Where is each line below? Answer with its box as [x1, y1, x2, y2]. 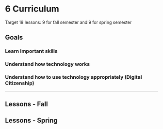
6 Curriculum [5, 3, 60, 14]
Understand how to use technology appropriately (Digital [5, 74, 142, 81]
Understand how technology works [5, 61, 90, 68]
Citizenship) [5, 80, 34, 86]
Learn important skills [5, 48, 58, 55]
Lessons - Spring [5, 116, 58, 125]
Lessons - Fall [5, 100, 48, 108]
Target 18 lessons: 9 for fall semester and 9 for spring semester [5, 19, 132, 25]
